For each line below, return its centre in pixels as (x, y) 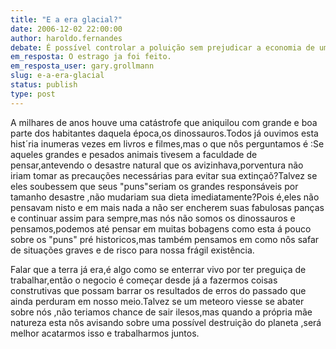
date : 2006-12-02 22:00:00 (66, 29)
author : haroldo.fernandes (66, 38)
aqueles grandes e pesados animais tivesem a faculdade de (134, 154)
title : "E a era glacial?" (66, 19)
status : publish (44, 85)
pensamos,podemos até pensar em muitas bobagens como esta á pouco (161, 228)
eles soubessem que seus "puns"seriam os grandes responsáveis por (154, 186)
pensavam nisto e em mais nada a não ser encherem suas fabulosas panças (167, 207)
